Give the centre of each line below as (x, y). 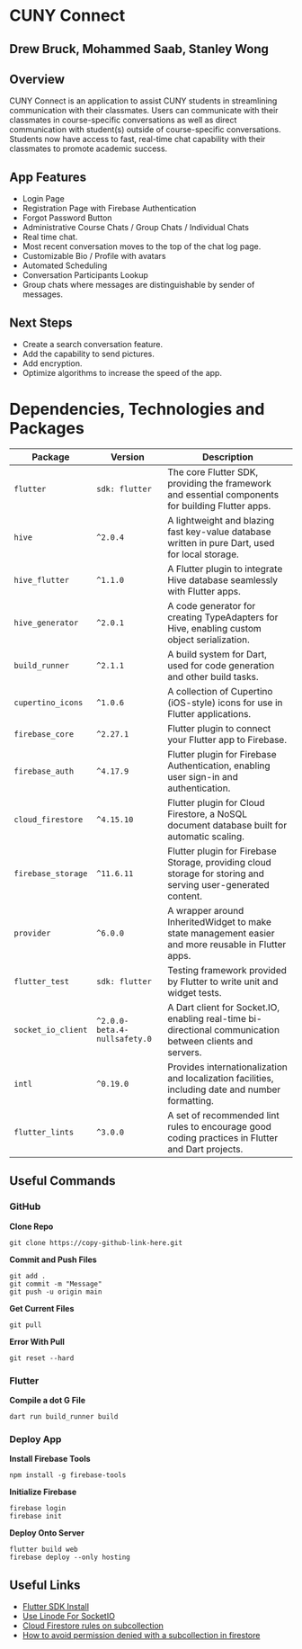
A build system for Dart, (218, 654)
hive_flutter (42, 580)
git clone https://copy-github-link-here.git (96, 1242)
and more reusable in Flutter (227, 944)
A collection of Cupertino (220, 691)
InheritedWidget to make (220, 921)
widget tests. (195, 992)
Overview (37, 79)
